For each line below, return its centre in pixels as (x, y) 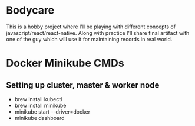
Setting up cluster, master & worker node (83, 85)
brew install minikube (40, 105)
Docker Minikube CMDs (65, 63)
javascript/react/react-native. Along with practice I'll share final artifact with (98, 33)
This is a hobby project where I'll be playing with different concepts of (91, 27)
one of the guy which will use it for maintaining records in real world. (89, 39)
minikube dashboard (39, 118)
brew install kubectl (38, 99)
